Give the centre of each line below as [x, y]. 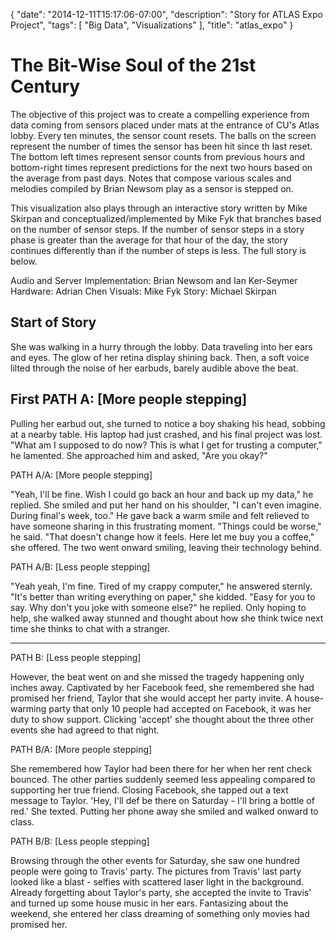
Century [45, 86]
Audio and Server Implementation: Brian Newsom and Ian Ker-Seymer [154, 280]
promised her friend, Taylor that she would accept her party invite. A [151, 698]
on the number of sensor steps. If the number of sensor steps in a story [157, 229]
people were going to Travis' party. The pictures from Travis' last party [156, 871]
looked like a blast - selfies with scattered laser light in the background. [157, 881]
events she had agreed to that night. [85, 730]
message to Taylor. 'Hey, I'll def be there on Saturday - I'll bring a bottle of [162, 800]
